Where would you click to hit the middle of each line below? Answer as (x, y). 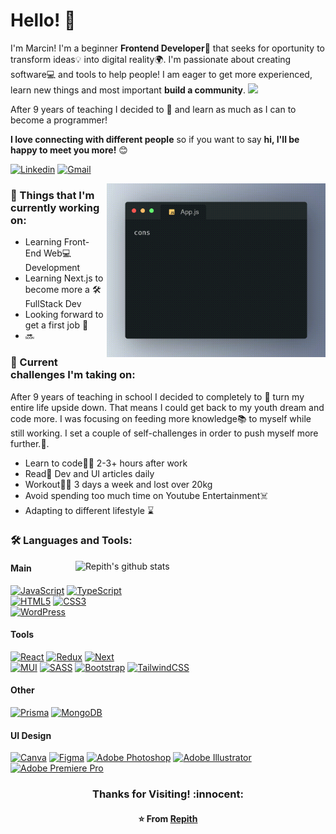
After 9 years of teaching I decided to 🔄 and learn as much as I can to (153, 109)
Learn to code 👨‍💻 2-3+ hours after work (106, 463)
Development (52, 268)
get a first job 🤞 (56, 325)
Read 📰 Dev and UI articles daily (89, 473)
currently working (55, 207)
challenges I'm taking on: (73, 375)
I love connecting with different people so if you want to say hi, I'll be (155, 139)
